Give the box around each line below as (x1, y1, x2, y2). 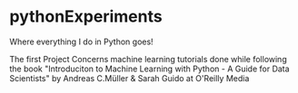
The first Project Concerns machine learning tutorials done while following (9, 53, 288, 64)
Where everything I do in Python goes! (9, 36, 154, 47)
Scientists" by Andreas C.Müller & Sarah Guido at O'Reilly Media (9, 72, 250, 83)
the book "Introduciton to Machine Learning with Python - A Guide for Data (9, 63, 290, 74)
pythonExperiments (9, 6, 163, 27)
